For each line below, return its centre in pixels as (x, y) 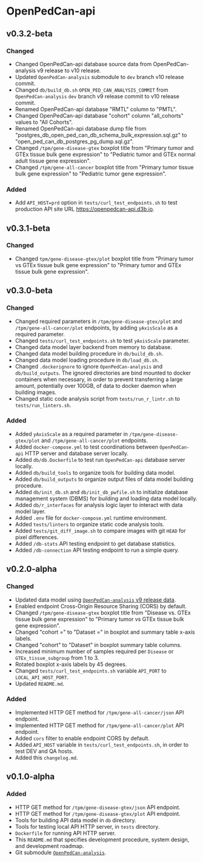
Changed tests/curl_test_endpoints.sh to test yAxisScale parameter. (102, 341)
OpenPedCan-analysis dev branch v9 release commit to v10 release (97, 96)
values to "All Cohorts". (44, 122)
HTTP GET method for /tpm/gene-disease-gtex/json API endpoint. (98, 807)
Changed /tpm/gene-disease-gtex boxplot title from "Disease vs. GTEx (103, 613)
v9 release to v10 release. (69, 70)
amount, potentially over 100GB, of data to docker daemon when (96, 385)
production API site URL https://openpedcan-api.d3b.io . (85, 209)
